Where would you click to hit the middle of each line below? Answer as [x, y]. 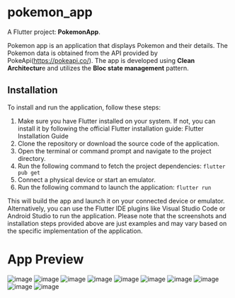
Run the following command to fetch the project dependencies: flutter [121, 166]
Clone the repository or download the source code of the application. [118, 143]
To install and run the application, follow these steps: [84, 107]
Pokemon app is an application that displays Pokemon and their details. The [117, 45]
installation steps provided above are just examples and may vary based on [117, 223]
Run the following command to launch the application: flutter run [114, 187]
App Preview [46, 259]
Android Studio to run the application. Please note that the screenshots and [117, 215]
